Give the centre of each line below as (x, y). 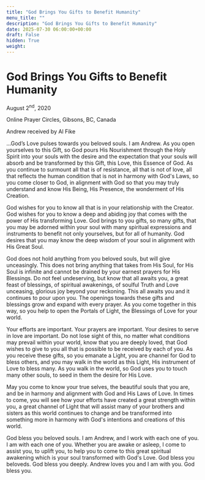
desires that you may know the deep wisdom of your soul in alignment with (101, 240)
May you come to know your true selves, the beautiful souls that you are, (98, 387)
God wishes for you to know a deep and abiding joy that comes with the (97, 214)
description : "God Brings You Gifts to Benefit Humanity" (82, 23)
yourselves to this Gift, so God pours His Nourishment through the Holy (96, 150)
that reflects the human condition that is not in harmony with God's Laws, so (102, 176)
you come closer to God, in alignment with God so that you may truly (93, 183)
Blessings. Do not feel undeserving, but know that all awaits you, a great (97, 278)
